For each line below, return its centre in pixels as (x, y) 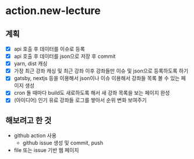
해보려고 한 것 (29, 120)
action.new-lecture (53, 11)
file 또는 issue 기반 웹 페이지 (46, 150)
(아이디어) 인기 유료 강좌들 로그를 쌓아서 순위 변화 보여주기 (80, 100)
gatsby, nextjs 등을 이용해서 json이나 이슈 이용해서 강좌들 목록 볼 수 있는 (97, 78)
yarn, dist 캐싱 (31, 64)
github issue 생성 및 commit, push (63, 143)
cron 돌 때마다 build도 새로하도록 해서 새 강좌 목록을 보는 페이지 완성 (92, 93)
